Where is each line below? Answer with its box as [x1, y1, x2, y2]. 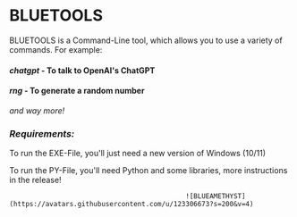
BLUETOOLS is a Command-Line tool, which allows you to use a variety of [9, 35, 284, 46]
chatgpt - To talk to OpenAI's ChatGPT [9, 64, 156, 76]
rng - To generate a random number [9, 86, 145, 96]
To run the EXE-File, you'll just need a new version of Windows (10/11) [9, 148, 267, 159]
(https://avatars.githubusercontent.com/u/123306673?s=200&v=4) [9, 200, 254, 209]
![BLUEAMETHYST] [185, 192, 246, 201]
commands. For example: [9, 44, 103, 54]
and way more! [9, 104, 65, 116]
